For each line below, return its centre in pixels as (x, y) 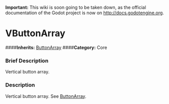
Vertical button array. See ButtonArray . (46, 96)
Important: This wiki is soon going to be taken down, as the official (76, 7)
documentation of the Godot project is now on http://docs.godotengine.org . (85, 13)
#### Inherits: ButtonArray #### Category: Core (56, 47)
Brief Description (27, 61)
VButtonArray (35, 33)
